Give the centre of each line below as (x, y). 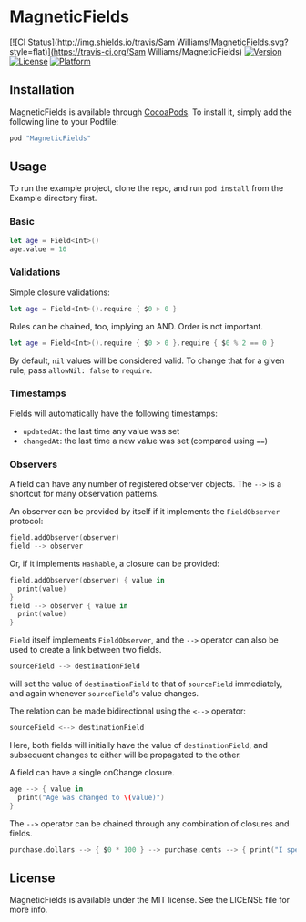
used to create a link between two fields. (86, 650)
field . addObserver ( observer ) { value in (87, 580)
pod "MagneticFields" (51, 138)
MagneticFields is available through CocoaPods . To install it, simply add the (151, 112)
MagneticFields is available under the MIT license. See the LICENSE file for (149, 900)
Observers (33, 464)
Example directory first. (53, 198)
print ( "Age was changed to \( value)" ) (92, 797)
